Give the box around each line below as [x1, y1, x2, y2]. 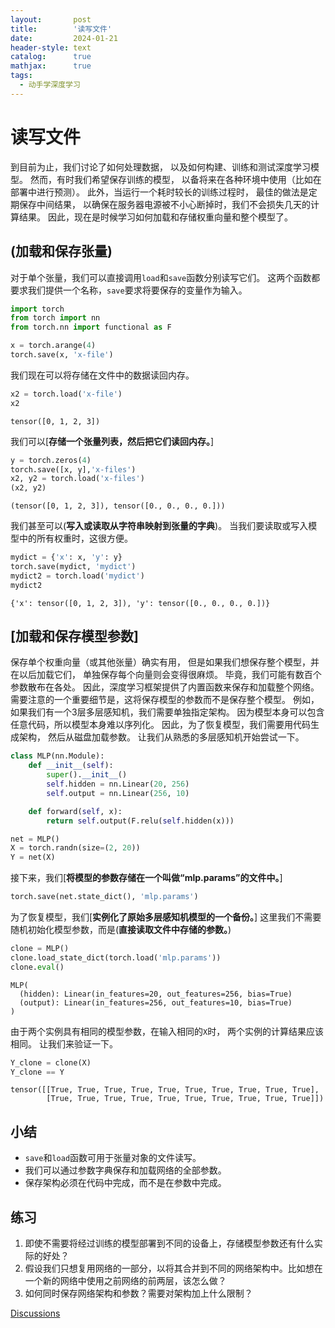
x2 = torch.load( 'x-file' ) [10, 389, 123, 399]
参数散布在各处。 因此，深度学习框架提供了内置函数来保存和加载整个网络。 [10, 681, 320, 693]
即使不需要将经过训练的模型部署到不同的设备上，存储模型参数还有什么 [24, 1237, 315, 1250]
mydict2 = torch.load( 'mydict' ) [10, 571, 145, 581]
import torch [10, 304, 65, 314]
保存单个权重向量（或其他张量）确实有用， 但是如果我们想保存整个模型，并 [10, 656, 320, 668]
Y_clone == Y [10, 1067, 65, 1077]
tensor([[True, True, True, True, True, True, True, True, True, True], [10, 1085, 320, 1095]
